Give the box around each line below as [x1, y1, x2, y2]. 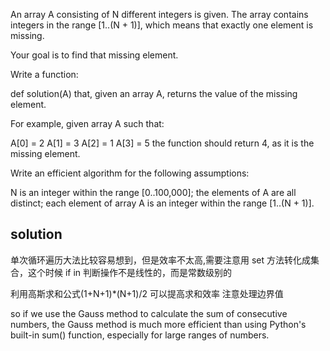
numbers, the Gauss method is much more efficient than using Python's [10, 318, 307, 330]
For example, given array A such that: [10, 118, 165, 129]
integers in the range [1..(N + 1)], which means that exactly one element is [10, 19, 314, 31]
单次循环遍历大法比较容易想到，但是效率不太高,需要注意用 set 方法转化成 [10, 254, 312, 266]
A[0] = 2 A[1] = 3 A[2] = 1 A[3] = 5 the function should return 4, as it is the [10, 137, 315, 149]
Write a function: [10, 69, 79, 80]
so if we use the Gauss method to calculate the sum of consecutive [10, 307, 288, 319]
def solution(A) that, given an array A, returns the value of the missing [10, 88, 298, 99]
